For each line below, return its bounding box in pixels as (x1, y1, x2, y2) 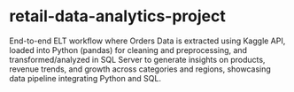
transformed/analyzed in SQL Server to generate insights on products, (9, 54, 266, 65)
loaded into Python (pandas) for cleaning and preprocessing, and (9, 44, 248, 55)
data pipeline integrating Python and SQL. (9, 73, 162, 83)
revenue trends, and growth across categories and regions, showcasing (9, 64, 272, 74)
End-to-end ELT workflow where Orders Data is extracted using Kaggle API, (9, 35, 286, 46)
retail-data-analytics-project (9, 6, 226, 27)
